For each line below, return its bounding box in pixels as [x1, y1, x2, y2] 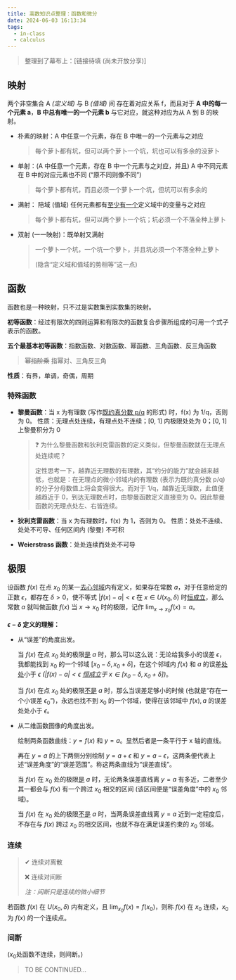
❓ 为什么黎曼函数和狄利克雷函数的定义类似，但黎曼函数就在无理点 [34, 440, 225, 449]
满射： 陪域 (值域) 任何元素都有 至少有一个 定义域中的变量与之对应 [17, 200, 206, 208]
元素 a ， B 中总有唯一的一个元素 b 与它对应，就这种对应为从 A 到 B [13, 108, 205, 116]
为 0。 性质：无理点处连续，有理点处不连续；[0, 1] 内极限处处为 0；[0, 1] [17, 416, 227, 426]
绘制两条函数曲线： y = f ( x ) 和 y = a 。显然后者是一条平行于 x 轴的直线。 [17, 736, 225, 744]
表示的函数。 [7, 326, 44, 335]
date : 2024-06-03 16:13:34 [7, 17, 86, 24]
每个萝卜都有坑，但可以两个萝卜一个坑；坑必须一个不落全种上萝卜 [34, 215, 226, 224]
